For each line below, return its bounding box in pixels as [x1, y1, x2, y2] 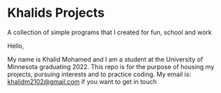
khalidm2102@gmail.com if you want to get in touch [7, 77, 157, 85]
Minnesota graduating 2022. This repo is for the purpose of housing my [7, 62, 215, 71]
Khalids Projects [7, 5, 105, 21]
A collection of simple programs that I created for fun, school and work [7, 28, 212, 36]
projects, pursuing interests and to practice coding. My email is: [7, 70, 192, 78]
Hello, [7, 41, 25, 50]
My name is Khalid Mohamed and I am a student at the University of [7, 55, 203, 64]
